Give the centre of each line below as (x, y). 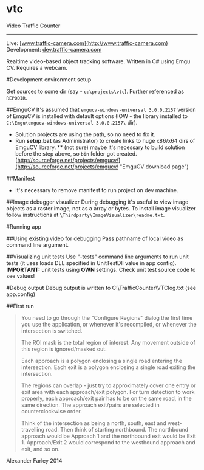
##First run (20, 306)
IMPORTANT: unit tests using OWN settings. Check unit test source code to (101, 269)
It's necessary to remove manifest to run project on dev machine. (97, 190)
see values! (21, 276)
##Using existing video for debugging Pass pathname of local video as (95, 238)
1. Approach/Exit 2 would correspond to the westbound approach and (108, 442)
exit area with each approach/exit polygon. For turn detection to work (108, 392)
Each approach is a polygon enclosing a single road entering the (101, 361)
